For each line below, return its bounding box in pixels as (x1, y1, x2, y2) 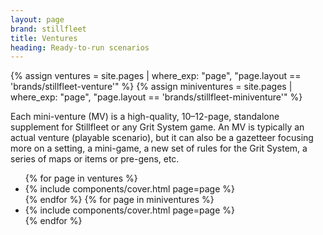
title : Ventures (10, 33, 78, 43)
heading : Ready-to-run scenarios (10, 42, 150, 53)
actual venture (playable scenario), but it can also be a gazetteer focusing (10, 132, 314, 144)
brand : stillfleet (10, 24, 87, 34)
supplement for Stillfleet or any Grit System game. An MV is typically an (10, 121, 305, 133)
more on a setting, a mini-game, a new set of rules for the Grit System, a (10, 142, 308, 155)
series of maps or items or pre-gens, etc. (10, 153, 180, 165)
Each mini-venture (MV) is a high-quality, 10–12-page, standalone (10, 111, 280, 123)
